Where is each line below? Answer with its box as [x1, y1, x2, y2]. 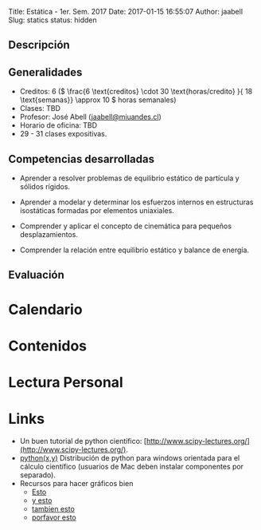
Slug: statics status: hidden [8, 15, 97, 25]
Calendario [8, 300, 83, 318]
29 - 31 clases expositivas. [19, 129, 107, 139]
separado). [19, 470, 56, 480]
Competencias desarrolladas [8, 152, 155, 166]
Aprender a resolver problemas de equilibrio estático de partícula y [19, 173, 240, 183]
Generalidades [8, 65, 83, 79]
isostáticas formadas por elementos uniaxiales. [19, 206, 175, 216]
